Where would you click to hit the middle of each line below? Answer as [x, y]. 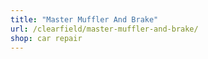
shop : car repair [46, 38]
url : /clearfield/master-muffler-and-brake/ [104, 29]
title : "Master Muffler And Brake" [84, 19]
